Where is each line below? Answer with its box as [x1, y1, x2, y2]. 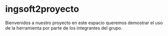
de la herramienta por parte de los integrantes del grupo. [5, 25, 123, 31]
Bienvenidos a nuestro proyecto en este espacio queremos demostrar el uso [5, 20, 163, 26]
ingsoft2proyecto [5, 3, 79, 15]
